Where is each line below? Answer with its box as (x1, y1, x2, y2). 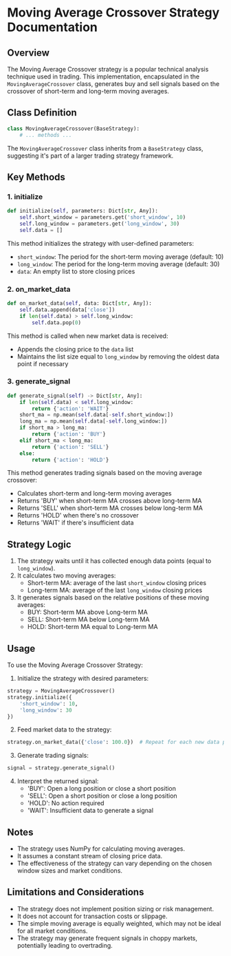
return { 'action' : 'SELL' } (32, 443, 109, 450)
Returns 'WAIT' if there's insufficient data (16, 518, 134, 527)
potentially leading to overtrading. (16, 941, 113, 949)
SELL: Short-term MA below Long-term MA (27, 615, 150, 624)
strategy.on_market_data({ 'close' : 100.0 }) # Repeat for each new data (7, 739, 220, 746)
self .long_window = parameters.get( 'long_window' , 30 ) (19, 220, 180, 227)
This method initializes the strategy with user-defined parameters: (7, 239, 195, 247)
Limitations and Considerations (7, 886, 144, 898)
